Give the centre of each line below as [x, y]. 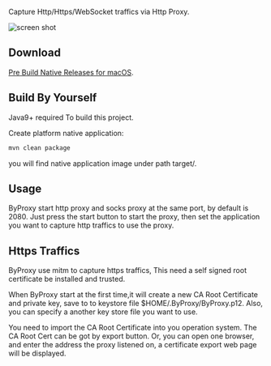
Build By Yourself [53, 98]
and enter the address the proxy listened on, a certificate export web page [133, 345]
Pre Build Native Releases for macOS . [71, 72]
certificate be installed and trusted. [67, 279]
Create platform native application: [66, 133]
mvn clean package [39, 148]
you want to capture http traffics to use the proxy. [91, 225]
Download [34, 53]
